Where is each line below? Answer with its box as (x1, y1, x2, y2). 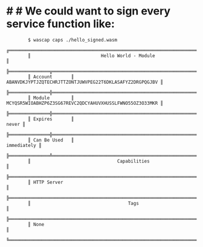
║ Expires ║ (28, 116, 74, 122)
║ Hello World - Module (28, 52, 155, 58)
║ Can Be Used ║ (28, 137, 74, 143)
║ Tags (28, 200, 139, 206)
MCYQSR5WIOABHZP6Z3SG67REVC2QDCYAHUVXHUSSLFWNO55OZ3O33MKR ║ (6, 100, 164, 106)
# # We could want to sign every (6, 4, 171, 18)
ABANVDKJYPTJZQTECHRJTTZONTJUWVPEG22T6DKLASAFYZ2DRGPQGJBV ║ (6, 79, 164, 85)
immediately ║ (6, 142, 42, 148)
